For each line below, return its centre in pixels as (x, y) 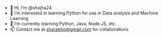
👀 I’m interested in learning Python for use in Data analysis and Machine (84, 13)
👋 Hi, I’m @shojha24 (31, 8)
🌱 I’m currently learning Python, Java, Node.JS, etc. (63, 23)
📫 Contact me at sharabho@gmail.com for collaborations (69, 29)
